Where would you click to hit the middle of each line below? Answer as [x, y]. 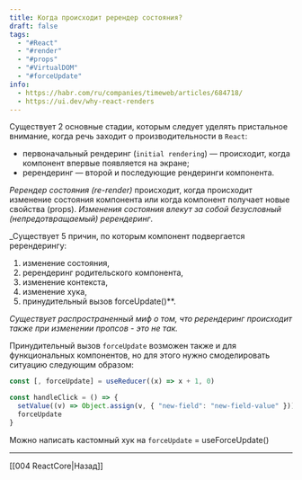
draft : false [34, 26]
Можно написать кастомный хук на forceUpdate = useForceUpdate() [139, 440]
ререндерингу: [38, 246]
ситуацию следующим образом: [72, 365]
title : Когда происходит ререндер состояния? [96, 18]
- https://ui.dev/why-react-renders [86, 101]
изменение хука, [54, 292]
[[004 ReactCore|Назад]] [56, 466]
